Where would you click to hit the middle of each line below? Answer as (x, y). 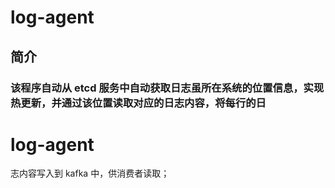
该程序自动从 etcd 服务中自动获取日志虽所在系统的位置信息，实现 (167, 88)
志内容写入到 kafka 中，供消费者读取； (90, 173)
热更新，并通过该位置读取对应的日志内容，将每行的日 (138, 103)
